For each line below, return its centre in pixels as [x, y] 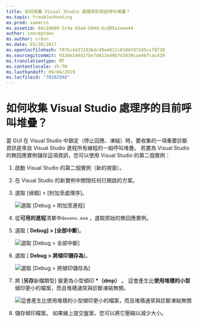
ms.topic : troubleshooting [39, 17]
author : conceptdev [30, 34]
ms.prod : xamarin [27, 22]
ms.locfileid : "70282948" [38, 77]
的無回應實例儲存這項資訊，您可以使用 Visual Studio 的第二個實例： [88, 155]
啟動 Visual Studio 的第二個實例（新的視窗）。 [70, 168]
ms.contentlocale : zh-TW [37, 66]
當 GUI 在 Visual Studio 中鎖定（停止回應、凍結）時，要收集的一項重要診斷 [97, 141]
